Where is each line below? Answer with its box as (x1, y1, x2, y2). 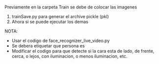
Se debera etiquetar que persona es (11, 43, 85, 48)
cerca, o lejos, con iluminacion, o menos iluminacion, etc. (11, 53, 128, 59)
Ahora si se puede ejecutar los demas (11, 19, 89, 24)
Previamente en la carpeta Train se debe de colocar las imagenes (4, 4, 137, 10)
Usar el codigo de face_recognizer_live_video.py (11, 38, 110, 43)
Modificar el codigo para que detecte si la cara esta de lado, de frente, (11, 48, 155, 54)
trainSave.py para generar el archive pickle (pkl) (11, 14, 109, 19)
